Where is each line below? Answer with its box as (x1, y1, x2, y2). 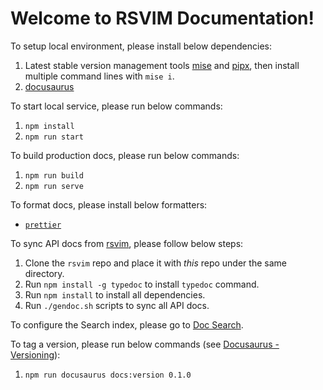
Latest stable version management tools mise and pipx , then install (24, 59, 300, 71)
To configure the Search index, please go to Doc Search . (10, 318, 244, 331)
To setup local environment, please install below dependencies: (10, 40, 273, 52)
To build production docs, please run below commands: (10, 149, 240, 161)
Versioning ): (10, 348, 61, 361)
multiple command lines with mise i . (24, 70, 175, 82)
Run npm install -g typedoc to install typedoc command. (24, 278, 260, 290)
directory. (24, 267, 65, 279)
